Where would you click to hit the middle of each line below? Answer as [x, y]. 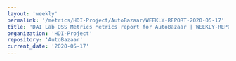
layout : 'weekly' [33, 14]
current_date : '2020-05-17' [48, 46]
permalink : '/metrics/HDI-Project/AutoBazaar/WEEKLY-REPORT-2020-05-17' [116, 20]
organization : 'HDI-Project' [50, 33]
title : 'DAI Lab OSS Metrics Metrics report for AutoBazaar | [100, 27]
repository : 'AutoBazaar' [45, 40]
